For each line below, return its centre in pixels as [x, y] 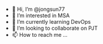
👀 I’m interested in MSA [41, 15]
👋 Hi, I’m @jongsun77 [38, 9]
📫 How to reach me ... [40, 35]
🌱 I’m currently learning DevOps [51, 22]
